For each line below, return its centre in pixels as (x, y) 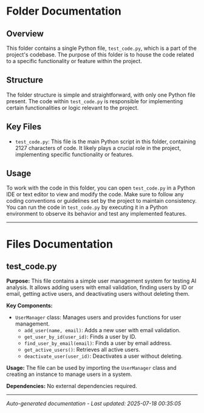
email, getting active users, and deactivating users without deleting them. (98, 294)
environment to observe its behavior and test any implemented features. (97, 214)
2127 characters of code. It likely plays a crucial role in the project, (98, 148)
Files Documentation (60, 244)
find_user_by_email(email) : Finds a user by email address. (98, 343)
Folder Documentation (64, 11)
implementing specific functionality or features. (74, 154)
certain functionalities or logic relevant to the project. (73, 108)
